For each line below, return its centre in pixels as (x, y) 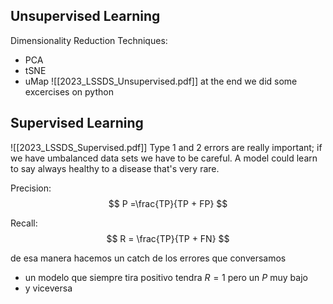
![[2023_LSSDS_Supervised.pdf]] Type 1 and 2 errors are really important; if (166, 147)
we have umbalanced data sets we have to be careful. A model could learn (164, 158)
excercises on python (69, 91)
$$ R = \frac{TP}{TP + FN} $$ (168, 238)
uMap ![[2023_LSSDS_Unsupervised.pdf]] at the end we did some (161, 81)
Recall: (24, 223)
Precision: (31, 188)
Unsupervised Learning (85, 16)
